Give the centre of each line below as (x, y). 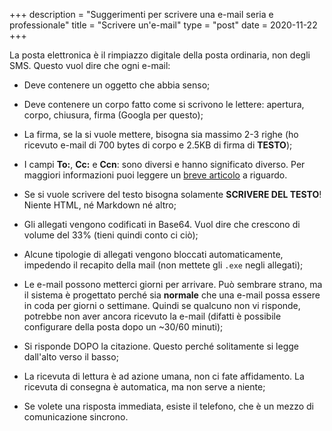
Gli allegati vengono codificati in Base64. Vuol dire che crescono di (162, 224)
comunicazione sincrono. (76, 417)
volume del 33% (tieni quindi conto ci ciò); (111, 235)
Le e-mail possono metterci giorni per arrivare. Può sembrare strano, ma (173, 284)
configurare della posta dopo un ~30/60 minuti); (123, 327)
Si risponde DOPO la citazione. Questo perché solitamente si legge (161, 346)
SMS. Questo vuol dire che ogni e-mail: (90, 65)
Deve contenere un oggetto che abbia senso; (117, 85)
